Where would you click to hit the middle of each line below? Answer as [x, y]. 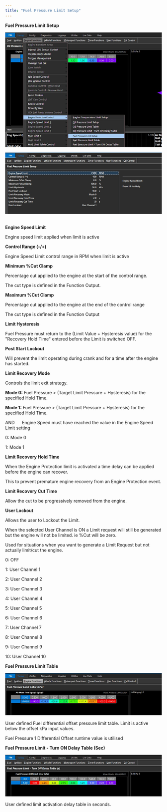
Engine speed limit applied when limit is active [52, 237]
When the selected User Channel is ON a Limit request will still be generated [83, 530]
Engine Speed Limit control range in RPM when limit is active [67, 256]
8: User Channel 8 [24, 637]
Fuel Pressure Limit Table [32, 666]
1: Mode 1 [15, 447]
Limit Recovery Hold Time [32, 457]
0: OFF [12, 559]
